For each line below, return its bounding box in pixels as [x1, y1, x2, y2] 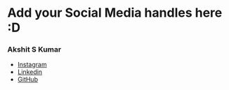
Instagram [17, 61, 47, 69]
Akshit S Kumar [7, 45, 62, 54]
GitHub [17, 75, 39, 84]
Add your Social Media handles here [7, 5, 223, 21]
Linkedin [17, 68, 43, 76]
